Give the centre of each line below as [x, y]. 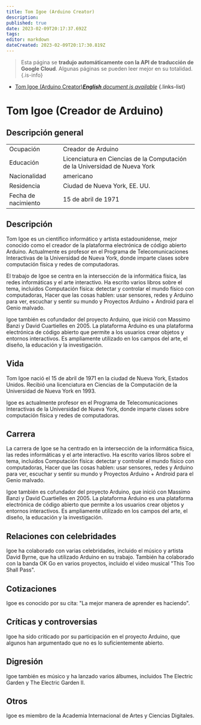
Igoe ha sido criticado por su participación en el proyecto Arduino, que [93, 636]
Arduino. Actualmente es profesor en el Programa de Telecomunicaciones [97, 251]
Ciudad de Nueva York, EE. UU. [106, 185]
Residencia [25, 185]
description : [22, 17]
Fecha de [22, 195]
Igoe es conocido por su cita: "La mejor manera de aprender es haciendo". [98, 603]
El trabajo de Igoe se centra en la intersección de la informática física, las [96, 276]
